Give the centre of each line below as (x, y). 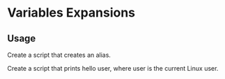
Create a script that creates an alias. (59, 55)
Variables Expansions (71, 13)
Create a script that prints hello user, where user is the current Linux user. (113, 68)
